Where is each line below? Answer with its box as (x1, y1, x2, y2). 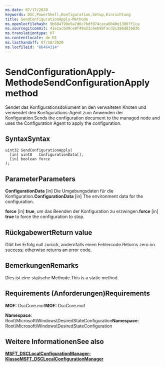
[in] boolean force (9, 156, 50, 162)
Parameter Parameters (5, 174, 76, 183)
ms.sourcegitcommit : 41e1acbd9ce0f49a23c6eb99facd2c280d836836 (5, 26, 140, 31)
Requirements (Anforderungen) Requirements (5, 289, 150, 298)
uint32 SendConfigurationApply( (5, 148, 72, 153)
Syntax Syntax (5, 134, 50, 143)
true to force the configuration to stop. (5, 214, 85, 220)
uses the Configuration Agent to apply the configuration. (5, 120, 121, 126)
